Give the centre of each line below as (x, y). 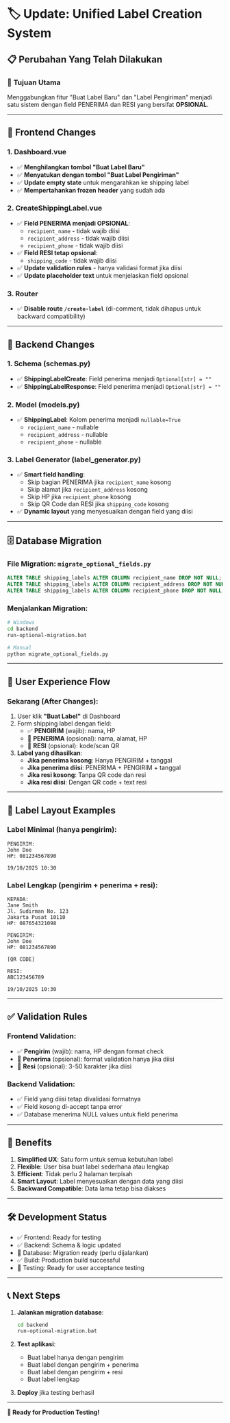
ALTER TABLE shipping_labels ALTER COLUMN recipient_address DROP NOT (110, 584)
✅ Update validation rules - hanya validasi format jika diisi (100, 267)
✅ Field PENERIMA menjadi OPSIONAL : (74, 223)
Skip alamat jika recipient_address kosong (88, 490)
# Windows (21, 623)
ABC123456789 (26, 978)
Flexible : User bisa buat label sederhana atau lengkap (93, 1167)
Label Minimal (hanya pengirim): (62, 830)
